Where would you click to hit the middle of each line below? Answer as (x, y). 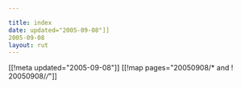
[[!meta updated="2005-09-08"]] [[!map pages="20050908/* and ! (121, 68)
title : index (30, 22)
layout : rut (28, 45)
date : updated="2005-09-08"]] (59, 30)
